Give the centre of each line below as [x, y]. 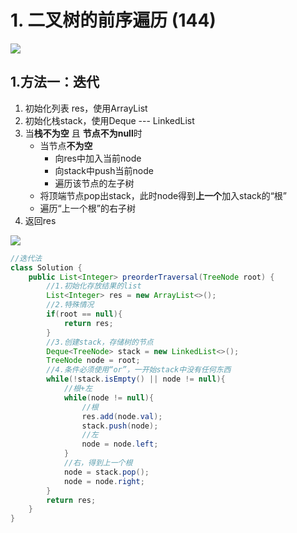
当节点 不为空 [66, 145]
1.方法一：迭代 [55, 82]
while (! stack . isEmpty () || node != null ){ [136, 379]
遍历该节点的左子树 [94, 183]
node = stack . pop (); [106, 472]
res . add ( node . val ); [122, 416]
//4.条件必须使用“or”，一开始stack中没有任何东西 [139, 370]
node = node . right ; [104, 481]
